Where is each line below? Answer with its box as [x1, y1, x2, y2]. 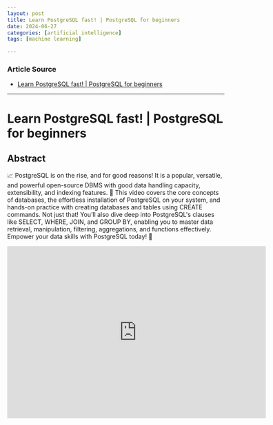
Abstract [7, 153, 46, 164]
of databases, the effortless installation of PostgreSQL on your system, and [7, 196, 221, 204]
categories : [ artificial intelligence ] [7, 29, 122, 37]
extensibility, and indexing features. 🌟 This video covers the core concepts [7, 189, 219, 197]
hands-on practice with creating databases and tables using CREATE [7, 203, 203, 211]
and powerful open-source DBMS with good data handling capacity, [7, 181, 201, 189]
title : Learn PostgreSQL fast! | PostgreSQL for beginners [7, 17, 181, 23]
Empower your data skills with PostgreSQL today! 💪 [7, 232, 153, 241]
